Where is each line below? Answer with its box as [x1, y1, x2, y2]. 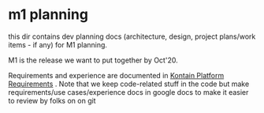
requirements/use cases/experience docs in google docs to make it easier [8, 87, 249, 96]
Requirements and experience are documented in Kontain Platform [8, 70, 225, 80]
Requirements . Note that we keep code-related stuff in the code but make [8, 79, 250, 89]
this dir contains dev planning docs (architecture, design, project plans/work [8, 32, 256, 41]
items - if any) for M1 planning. [8, 40, 108, 49]
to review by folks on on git [8, 96, 96, 105]
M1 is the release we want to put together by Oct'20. [8, 55, 179, 65]
